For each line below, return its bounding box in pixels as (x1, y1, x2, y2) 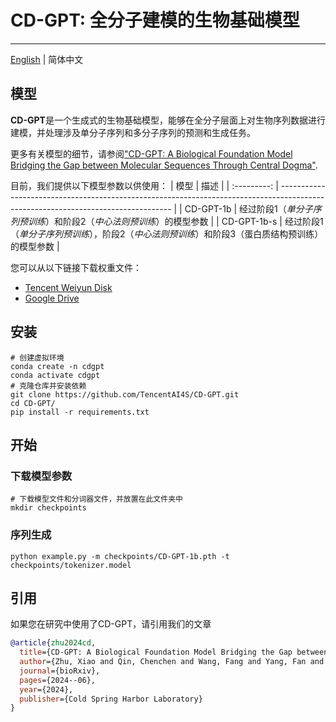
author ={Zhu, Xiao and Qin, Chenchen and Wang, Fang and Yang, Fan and (19, 657, 325, 667)
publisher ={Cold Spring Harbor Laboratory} (19, 694, 203, 704)
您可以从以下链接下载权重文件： (10, 261, 142, 273)
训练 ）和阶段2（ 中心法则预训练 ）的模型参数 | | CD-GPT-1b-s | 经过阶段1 (27, 215, 324, 227)
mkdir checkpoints (10, 503, 87, 513)
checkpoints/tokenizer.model (10, 560, 132, 570)
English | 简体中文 (10, 53, 84, 65)
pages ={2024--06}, (19, 675, 97, 685)
